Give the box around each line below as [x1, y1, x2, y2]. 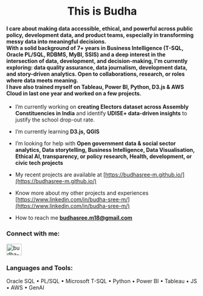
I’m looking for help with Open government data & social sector [15, 140, 176, 147]
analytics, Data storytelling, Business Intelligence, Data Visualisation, [15, 146, 195, 154]
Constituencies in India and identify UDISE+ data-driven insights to [15, 110, 187, 117]
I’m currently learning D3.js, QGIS [15, 128, 100, 135]
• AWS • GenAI [6, 284, 44, 291]
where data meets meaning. [6, 76, 79, 84]
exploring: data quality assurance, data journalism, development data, [6, 63, 188, 71]
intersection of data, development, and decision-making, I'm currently [6, 57, 188, 65]
